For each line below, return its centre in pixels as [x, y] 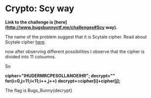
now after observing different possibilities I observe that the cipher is [75, 51]
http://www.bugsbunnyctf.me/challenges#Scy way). [62, 27]
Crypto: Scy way [40, 9]
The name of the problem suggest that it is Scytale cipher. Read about [76, 37]
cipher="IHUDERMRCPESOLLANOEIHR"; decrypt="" [60, 75]
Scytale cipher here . [26, 42]
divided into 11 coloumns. [30, 56]
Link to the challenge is [29, 22]
